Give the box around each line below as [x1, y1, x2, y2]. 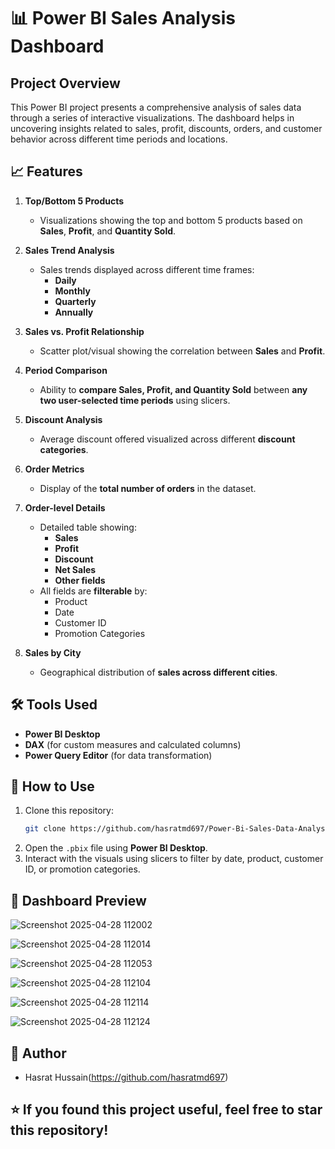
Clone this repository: [24, 805, 114, 817]
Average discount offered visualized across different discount [39, 433, 296, 445]
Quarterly [54, 295, 97, 307]
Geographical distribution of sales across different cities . [39, 666, 278, 678]
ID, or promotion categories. [24, 863, 141, 875]
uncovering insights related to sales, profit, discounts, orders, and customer [10, 123, 323, 134]
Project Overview [10, 75, 121, 92]
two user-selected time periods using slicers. [39, 394, 231, 406]
